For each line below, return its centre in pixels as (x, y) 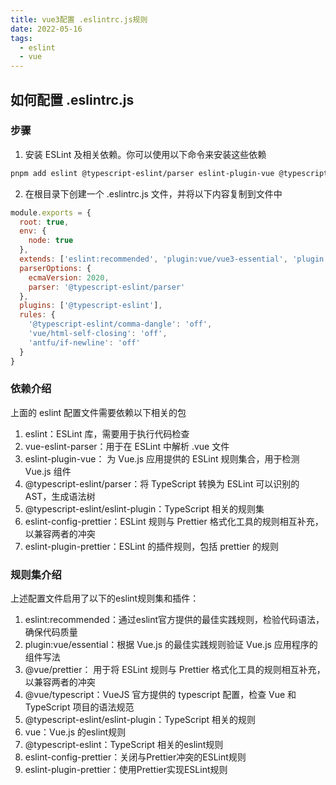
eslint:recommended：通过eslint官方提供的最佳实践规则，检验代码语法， (174, 620)
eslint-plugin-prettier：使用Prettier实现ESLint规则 (126, 770)
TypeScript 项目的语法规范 (79, 707)
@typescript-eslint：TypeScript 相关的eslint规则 (124, 745)
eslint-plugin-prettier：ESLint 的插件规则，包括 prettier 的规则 (151, 546)
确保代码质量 (51, 632)
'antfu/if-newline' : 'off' (84, 342)
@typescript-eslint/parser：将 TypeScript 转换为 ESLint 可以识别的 (162, 483)
